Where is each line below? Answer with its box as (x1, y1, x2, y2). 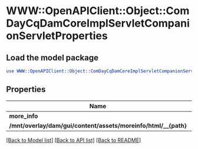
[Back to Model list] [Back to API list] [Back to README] (6, 137, 141, 144)
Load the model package (6, 52, 99, 62)
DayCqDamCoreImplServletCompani (6, 16, 190, 30)
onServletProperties (6, 29, 108, 42)
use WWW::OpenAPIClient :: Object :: (6, 68, 91, 74)
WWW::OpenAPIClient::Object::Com (6, 4, 190, 18)
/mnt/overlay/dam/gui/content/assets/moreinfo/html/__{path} (9, 121, 187, 130)
